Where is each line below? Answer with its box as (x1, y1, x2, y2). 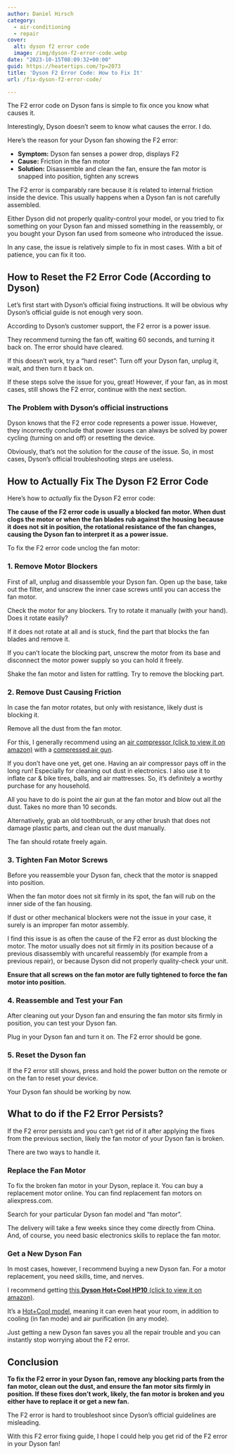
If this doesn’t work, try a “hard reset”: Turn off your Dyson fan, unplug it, (7, 357, 220, 365)
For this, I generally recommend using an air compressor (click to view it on (7, 738, 226, 746)
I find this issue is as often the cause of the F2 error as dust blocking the (7, 934, 217, 943)
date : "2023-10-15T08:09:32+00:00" (7, 56, 112, 63)
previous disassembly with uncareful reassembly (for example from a (7, 949, 208, 958)
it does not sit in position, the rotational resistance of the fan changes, (7, 523, 217, 531)
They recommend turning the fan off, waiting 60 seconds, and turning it (7, 335, 215, 344)
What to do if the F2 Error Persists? (7, 1108, 164, 1120)
